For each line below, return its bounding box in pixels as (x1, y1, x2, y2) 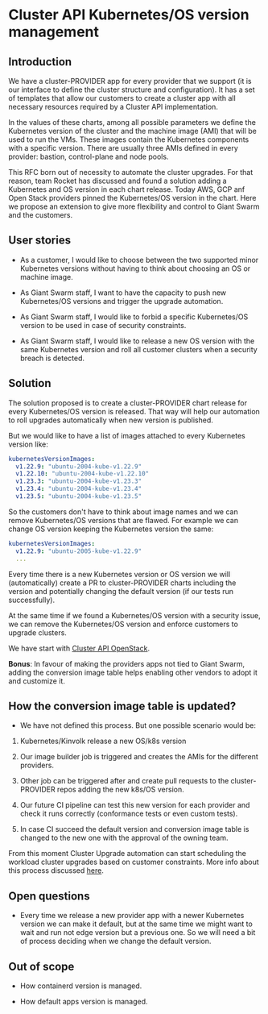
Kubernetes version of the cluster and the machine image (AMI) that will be (8, 127, 258, 135)
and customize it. (8, 675, 66, 686)
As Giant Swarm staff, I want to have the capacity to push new (19, 288, 227, 297)
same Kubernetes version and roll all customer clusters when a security (19, 344, 258, 354)
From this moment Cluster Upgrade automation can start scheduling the (8, 849, 247, 858)
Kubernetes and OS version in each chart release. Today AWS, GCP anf (8, 185, 245, 194)
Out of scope (8, 959, 75, 973)
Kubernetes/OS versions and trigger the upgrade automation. (19, 296, 224, 305)
